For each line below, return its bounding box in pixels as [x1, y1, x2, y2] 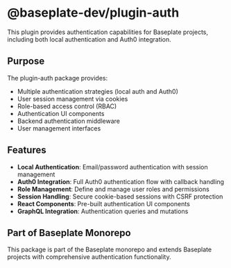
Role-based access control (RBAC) [17, 102, 117, 110]
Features [7, 144, 46, 156]
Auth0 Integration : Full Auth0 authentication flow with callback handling [17, 177, 224, 185]
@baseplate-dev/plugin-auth [7, 5, 180, 21]
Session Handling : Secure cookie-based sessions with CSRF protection [17, 192, 223, 201]
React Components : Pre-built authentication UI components [17, 199, 191, 208]
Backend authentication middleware [17, 117, 120, 125]
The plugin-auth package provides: [7, 74, 108, 82]
